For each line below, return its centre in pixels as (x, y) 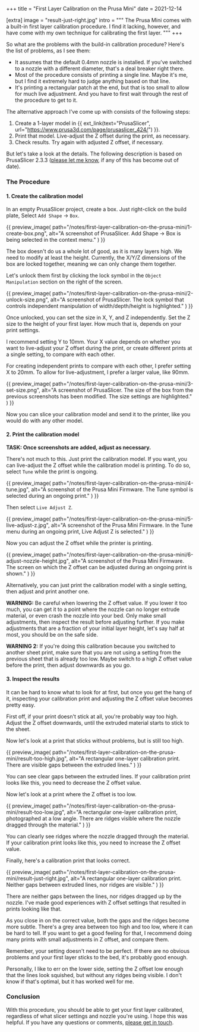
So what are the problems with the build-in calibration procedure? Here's (95, 44)
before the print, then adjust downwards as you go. (69, 665)
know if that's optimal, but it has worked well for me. (70, 981)
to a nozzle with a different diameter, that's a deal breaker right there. (99, 68)
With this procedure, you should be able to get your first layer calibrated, (95, 1009)
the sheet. (18, 729)
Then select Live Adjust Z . (40, 507)
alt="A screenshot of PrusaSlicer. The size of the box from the (117, 390)
